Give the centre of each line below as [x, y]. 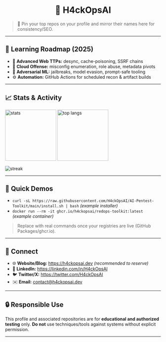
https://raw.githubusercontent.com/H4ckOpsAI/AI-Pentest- [93, 201]
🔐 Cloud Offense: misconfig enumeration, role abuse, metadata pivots [84, 66]
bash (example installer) [94, 206]
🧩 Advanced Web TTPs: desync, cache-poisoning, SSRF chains [78, 61]
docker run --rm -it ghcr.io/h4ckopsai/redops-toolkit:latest [78, 212]
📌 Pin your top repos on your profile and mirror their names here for [86, 24]
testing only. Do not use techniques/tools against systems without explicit [81, 324]
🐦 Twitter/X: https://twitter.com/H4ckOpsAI [58, 275]
